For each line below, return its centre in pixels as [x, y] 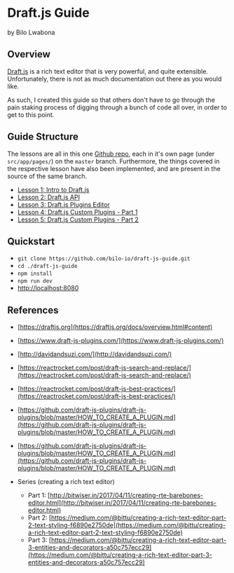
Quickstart [31, 241]
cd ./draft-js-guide [47, 267]
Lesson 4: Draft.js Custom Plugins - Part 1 [77, 212]
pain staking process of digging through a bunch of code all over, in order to [117, 107]
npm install [35, 274]
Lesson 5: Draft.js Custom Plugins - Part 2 [78, 220]
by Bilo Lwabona [31, 32]
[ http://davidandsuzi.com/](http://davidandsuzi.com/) [95, 354]
